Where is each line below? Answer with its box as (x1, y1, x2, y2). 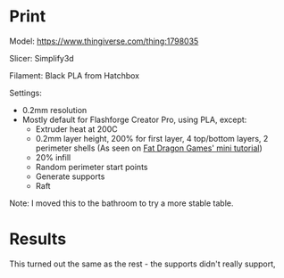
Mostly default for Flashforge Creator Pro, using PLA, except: (21, 114, 247, 125)
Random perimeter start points (35, 161, 148, 172)
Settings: (9, 87, 42, 98)
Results (9, 229, 67, 249)
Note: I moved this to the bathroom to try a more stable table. (9, 198, 234, 208)
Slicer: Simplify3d (9, 53, 74, 63)
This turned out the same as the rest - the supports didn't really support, (9, 258, 276, 269)
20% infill (35, 151, 71, 162)
